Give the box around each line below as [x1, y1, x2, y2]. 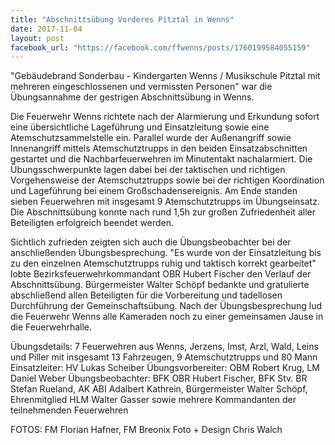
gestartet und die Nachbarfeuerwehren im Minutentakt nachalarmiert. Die [10, 153, 313, 165]
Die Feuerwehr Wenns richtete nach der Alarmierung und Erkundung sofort [10, 111, 320, 123]
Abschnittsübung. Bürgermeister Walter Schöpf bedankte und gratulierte [10, 279, 310, 291]
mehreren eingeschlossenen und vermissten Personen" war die [10, 81, 273, 93]
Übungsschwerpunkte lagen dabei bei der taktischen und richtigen [10, 164, 286, 176]
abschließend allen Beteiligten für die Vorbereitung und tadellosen [10, 289, 283, 301]
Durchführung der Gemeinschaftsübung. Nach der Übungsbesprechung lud [10, 300, 323, 312]
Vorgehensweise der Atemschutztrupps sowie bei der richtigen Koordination [10, 174, 325, 186]
